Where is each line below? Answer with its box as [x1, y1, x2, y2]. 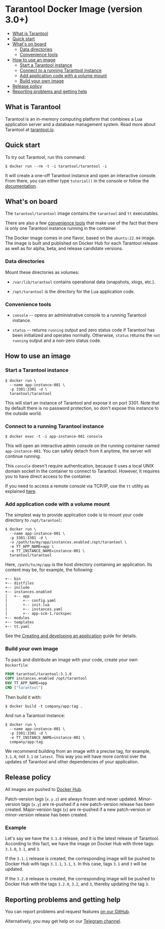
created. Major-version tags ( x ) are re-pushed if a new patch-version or [5, 806, 151, 812]
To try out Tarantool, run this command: [5, 154, 86, 160]
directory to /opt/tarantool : [5, 517, 63, 523]
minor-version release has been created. [5, 811, 88, 817]
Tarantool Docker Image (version [5, 3, 142, 15]
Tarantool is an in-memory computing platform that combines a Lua [5, 116, 142, 122]
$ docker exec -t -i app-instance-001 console [5, 434, 103, 439]
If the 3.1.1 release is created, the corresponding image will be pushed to [5, 856, 155, 862]
